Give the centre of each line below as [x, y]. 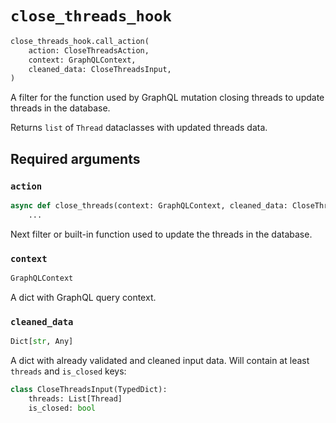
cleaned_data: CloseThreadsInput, [100, 69]
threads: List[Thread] [75, 398]
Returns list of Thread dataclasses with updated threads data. [139, 128]
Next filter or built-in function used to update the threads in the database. [161, 234]
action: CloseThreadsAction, [89, 50]
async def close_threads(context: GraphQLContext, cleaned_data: [149, 206]
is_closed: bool [62, 408]
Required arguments [75, 158]
